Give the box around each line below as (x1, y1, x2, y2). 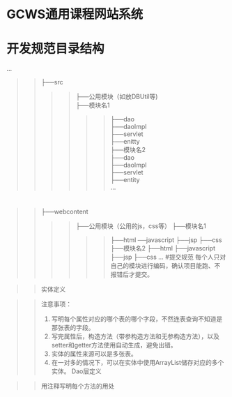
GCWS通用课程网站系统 (6, 6, 144, 22)
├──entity (110, 176, 140, 184)
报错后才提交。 (110, 270, 154, 279)
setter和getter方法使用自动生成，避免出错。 (51, 341, 177, 350)
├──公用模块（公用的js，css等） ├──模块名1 (75, 222, 206, 230)
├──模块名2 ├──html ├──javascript (110, 244, 216, 253)
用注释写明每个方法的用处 (40, 382, 115, 391)
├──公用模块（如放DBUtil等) (75, 92, 158, 101)
